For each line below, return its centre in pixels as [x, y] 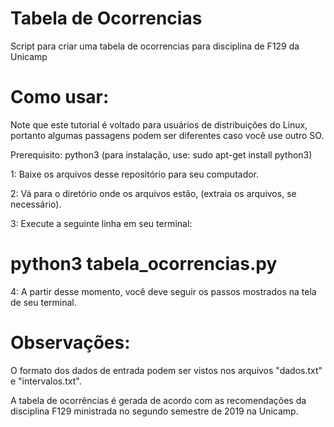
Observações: [70, 343]
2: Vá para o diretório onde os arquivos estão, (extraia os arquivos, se [153, 193]
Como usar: [60, 97]
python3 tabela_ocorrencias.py [144, 264]
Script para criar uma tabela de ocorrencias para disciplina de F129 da [155, 46]
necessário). [36, 204]
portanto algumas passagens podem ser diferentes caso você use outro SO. [167, 135]
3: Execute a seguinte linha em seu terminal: [101, 223]
